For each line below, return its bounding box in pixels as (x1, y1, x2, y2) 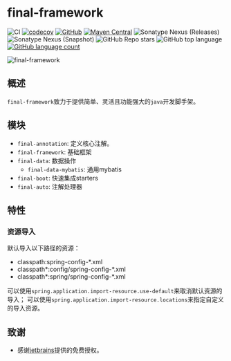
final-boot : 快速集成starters (17, 174, 99, 182)
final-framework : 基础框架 (17, 147, 92, 156)
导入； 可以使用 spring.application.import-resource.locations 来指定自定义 (7, 295, 224, 304)
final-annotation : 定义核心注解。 (17, 139, 113, 147)
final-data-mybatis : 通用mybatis (27, 165, 122, 174)
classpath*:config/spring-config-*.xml (17, 265, 126, 274)
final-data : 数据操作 (17, 156, 77, 165)
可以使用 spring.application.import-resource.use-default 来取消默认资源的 (7, 287, 223, 295)
